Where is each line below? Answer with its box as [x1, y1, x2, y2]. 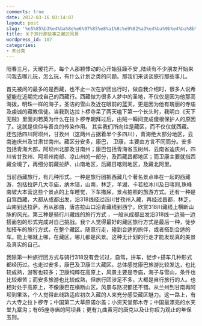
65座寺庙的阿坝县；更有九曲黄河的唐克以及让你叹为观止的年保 [37, 306, 192, 313]
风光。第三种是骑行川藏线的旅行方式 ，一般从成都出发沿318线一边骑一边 [16, 211, 195, 218]
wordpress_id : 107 [6, 37, 52, 43]
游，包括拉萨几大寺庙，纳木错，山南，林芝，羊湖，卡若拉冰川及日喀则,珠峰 [6, 181, 192, 188]
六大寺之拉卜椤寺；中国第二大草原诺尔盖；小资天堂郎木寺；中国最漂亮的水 [6, 298, 191, 306]
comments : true [6, 8, 44, 15]
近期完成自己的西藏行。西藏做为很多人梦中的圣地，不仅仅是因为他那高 [22, 92, 196, 100]
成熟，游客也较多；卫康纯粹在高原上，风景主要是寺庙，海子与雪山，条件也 [11, 268, 196, 276]
